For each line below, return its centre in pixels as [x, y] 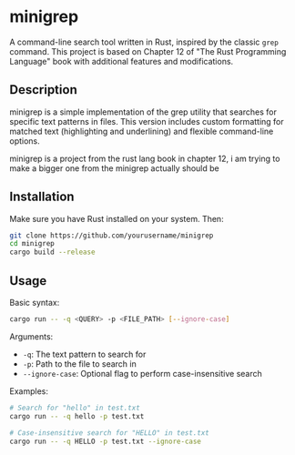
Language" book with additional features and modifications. [122, 61]
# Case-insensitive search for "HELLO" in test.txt [109, 433]
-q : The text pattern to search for [84, 354]
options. [25, 141]
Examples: [29, 391]
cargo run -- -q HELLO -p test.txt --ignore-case [106, 441]
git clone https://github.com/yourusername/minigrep [112, 235]
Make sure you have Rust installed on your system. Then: [117, 218]
